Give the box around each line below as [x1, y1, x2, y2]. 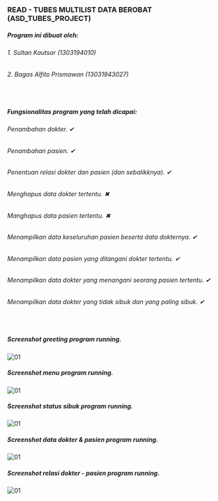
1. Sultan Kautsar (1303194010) [7, 48, 96, 56]
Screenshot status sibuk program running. [7, 402, 134, 411]
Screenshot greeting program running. [7, 335, 122, 344]
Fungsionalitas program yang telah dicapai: [7, 107, 137, 116]
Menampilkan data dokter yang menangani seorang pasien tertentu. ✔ [7, 276, 211, 285]
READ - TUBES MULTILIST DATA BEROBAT [7, 5, 153, 15]
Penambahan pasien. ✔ [7, 146, 76, 154]
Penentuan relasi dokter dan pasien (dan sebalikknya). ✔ [7, 168, 172, 177]
